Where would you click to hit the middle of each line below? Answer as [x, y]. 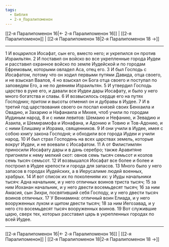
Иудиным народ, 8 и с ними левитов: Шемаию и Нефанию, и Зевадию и [82, 118]
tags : [11, 10]
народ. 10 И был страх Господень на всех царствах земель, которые [79, 139]
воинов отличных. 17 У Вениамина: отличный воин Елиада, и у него [77, 198]
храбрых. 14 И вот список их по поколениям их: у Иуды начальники [78, 176]
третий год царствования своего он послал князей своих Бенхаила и [80, 107]
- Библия [19, 15]
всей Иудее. [18, 219]
